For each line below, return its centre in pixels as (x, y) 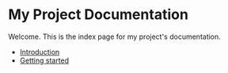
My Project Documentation (98, 15)
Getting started (44, 60)
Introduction (40, 52)
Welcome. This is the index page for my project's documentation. (115, 36)
